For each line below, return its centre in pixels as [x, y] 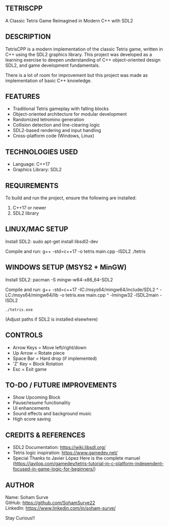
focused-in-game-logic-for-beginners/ [53, 469]
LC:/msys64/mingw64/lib [32, 295]
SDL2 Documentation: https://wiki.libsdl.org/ [59, 448]
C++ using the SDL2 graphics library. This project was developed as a [79, 54]
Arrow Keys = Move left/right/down [49, 347]
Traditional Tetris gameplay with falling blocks [61, 109]
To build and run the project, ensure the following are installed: [71, 198]
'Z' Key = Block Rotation [38, 363]
